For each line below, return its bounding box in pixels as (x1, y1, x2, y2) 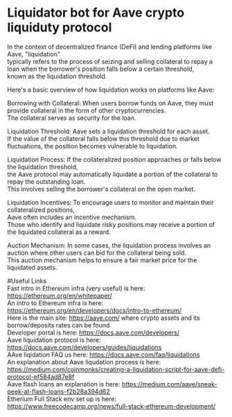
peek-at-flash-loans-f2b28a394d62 (7, 387, 110, 395)
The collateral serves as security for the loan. (7, 113, 136, 122)
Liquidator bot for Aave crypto (7, 5, 185, 21)
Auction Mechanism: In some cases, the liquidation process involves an (7, 241, 211, 249)
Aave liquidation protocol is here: (7, 335, 101, 344)
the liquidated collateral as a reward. (7, 228, 111, 236)
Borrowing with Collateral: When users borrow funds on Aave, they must (7, 99, 214, 107)
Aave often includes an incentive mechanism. (7, 213, 137, 221)
